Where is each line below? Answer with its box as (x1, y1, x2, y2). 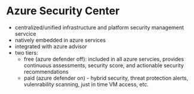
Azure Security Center (6, 4, 120, 18)
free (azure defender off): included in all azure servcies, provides (23, 55, 184, 62)
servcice (14, 30, 36, 37)
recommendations (23, 68, 69, 75)
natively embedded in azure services (14, 36, 106, 43)
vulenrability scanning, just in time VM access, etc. (23, 80, 149, 87)
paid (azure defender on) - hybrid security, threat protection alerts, (23, 74, 189, 82)
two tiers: (14, 49, 38, 56)
